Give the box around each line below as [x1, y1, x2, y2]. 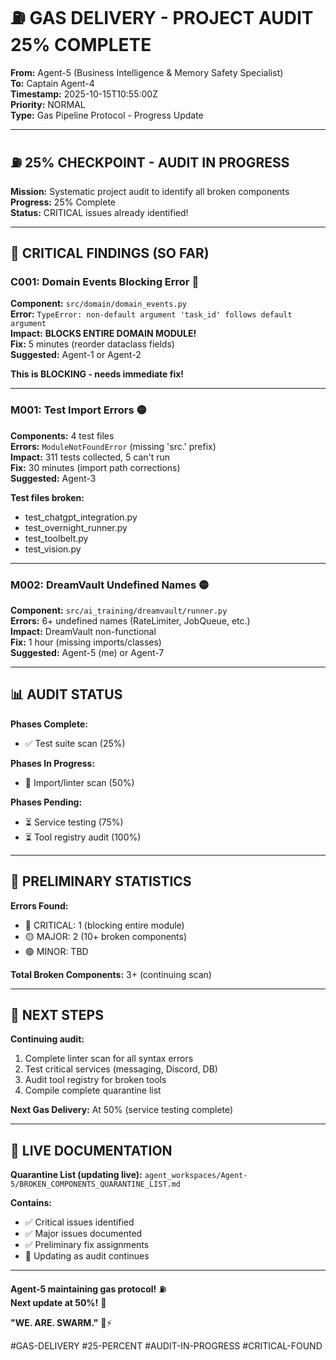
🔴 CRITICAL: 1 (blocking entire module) [24, 919, 185, 931]
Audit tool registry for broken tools [24, 1074, 167, 1086]
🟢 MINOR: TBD [24, 945, 89, 957]
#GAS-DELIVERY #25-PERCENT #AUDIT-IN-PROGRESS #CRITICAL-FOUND [10, 1340, 323, 1352]
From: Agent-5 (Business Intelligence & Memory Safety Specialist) [10, 66, 284, 78]
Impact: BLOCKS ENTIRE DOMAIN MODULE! [10, 328, 197, 340]
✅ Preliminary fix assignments [24, 1239, 150, 1251]
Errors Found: [10, 899, 69, 912]
